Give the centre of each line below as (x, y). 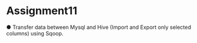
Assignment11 (42, 11)
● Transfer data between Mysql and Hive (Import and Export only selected (99, 27)
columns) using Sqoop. (35, 33)
